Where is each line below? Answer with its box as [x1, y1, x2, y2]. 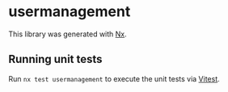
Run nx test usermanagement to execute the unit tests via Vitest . [8, 73, 220, 83]
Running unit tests [8, 52, 103, 66]
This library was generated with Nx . [8, 29, 127, 39]
